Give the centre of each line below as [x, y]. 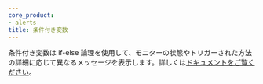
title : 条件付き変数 [38, 30]
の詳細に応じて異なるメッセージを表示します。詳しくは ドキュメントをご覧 [128, 62]
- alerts [22, 23]
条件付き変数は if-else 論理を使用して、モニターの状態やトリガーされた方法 [130, 53]
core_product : [31, 15]
